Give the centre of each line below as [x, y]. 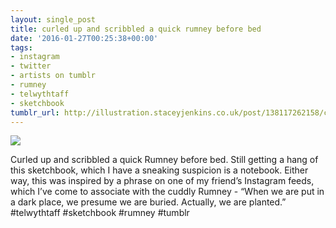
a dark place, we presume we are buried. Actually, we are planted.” [148, 202]
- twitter [31, 66]
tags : [21, 47]
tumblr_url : [35, 112]
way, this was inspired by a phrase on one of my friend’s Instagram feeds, [162, 181]
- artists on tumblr [53, 76]
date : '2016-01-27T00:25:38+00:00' [84, 38]
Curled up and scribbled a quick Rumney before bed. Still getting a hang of [164, 160]
